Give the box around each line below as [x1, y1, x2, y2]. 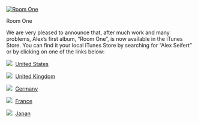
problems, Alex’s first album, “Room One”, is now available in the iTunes [6, 35, 183, 42]
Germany [14, 85, 38, 92]
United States [14, 61, 49, 67]
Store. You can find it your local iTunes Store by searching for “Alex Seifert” [6, 42, 193, 49]
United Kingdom [14, 73, 56, 80]
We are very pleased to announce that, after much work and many [6, 29, 170, 36]
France [14, 98, 33, 104]
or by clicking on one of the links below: [6, 48, 105, 55]
